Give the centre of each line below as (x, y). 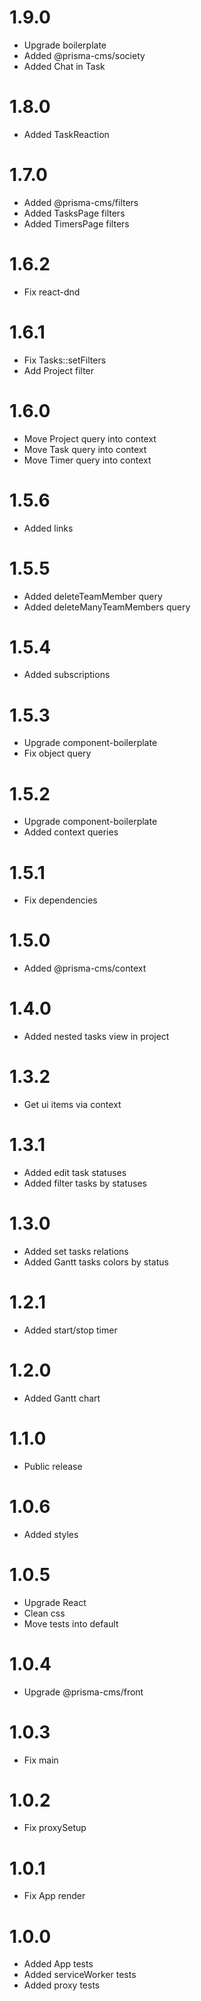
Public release (53, 1466)
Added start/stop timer (70, 1330)
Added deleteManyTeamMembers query (107, 607)
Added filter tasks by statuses (85, 1183)
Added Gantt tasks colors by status (96, 1262)
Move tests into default (71, 1623)
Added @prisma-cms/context (85, 968)
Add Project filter (59, 370)
